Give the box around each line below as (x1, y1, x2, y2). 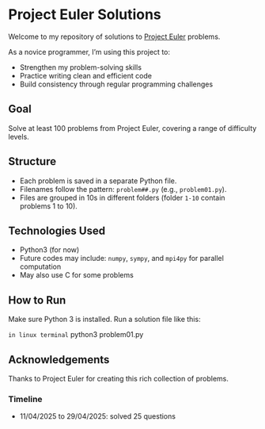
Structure (8, 155, 57, 168)
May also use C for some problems (19, 270, 134, 280)
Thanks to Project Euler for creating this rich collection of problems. (8, 374, 229, 383)
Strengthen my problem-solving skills (19, 62, 142, 72)
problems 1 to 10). (19, 201, 78, 211)
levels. (8, 132, 29, 141)
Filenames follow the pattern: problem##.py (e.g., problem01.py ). (19, 184, 227, 193)
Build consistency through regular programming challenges (19, 79, 214, 89)
